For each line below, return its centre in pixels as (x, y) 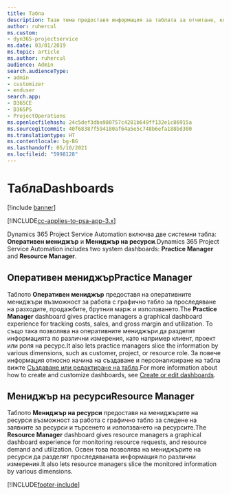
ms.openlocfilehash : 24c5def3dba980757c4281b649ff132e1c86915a (100, 122)
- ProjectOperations (37, 116)
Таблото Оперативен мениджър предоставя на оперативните (99, 294)
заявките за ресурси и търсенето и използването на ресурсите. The (107, 428)
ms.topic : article (33, 52)
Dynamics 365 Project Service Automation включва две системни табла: (112, 234)
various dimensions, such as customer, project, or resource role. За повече (114, 352)
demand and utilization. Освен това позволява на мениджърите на (104, 450)
